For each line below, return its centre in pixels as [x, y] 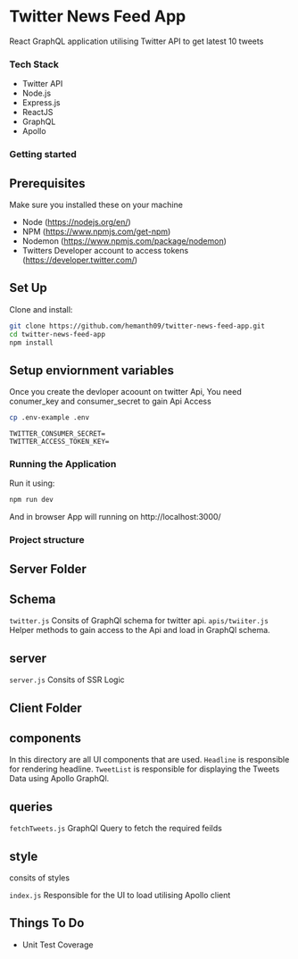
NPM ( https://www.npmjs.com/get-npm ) [96, 231]
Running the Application [63, 464]
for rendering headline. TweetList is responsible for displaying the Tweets [145, 769]
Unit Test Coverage [58, 945]
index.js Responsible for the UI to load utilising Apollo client [120, 896]
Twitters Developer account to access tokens [105, 250]
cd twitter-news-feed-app [57, 334]
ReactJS [37, 113]
